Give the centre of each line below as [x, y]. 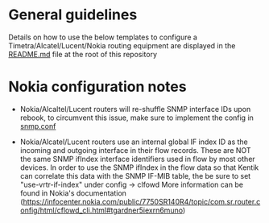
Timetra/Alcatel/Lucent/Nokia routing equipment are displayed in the [122, 45]
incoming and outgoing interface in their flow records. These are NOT [135, 150]
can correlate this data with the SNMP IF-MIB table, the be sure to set [135, 176]
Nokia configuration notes [97, 87]
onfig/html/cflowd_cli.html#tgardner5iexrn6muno [101, 210]
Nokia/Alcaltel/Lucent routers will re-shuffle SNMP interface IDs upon [135, 109]
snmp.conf [38, 126]
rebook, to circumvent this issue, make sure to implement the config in [137, 118]
